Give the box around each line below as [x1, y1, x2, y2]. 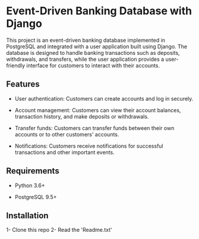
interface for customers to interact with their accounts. [26, 61, 160, 69]
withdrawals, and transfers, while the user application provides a [6, 55, 165, 63]
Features [6, 79, 40, 89]
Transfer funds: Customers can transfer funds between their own [14, 124, 175, 132]
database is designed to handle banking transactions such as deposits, [6, 49, 180, 56]
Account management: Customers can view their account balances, [14, 106, 181, 114]
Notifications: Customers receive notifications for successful [14, 142, 163, 150]
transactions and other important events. [14, 148, 115, 156]
